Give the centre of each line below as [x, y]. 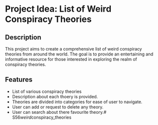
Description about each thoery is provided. [55, 96]
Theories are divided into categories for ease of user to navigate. [77, 102]
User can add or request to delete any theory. [58, 107]
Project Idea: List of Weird [58, 9]
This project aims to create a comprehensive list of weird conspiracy [74, 49]
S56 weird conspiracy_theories [42, 117]
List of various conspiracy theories [47, 91]
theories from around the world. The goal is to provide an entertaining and [79, 54]
